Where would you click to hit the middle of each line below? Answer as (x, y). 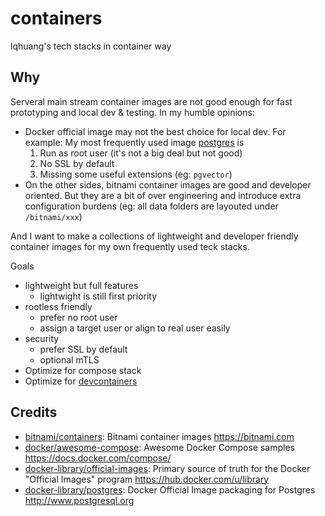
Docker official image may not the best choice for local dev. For (155, 131)
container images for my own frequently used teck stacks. (130, 246)
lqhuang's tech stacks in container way (91, 46)
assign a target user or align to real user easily (135, 328)
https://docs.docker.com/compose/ (98, 458)
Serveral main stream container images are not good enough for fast (151, 101)
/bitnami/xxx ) (53, 216)
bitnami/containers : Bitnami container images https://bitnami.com (159, 436)
